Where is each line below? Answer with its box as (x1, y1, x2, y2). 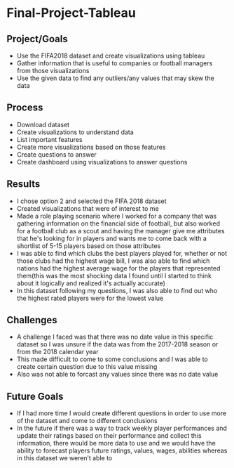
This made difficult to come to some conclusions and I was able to (16, 355, 208, 363)
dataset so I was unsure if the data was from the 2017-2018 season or (16, 340, 219, 349)
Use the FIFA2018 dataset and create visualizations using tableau (16, 51, 205, 60)
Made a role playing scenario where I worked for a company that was (16, 212, 217, 220)
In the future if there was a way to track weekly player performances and (16, 424, 227, 433)
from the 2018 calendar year (16, 348, 99, 356)
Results (6, 178, 41, 190)
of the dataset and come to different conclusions (16, 417, 158, 425)
